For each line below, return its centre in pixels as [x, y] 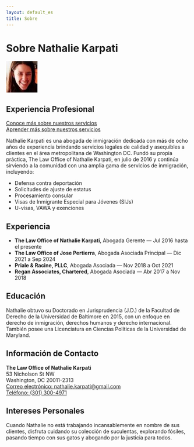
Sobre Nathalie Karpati [62, 48]
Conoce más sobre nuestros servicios [52, 123]
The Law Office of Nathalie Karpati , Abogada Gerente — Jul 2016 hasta [101, 240]
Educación [26, 296]
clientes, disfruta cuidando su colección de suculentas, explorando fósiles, [96, 431]
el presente [28, 247]
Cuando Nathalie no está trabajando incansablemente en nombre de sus [93, 425]
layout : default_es [30, 12]
